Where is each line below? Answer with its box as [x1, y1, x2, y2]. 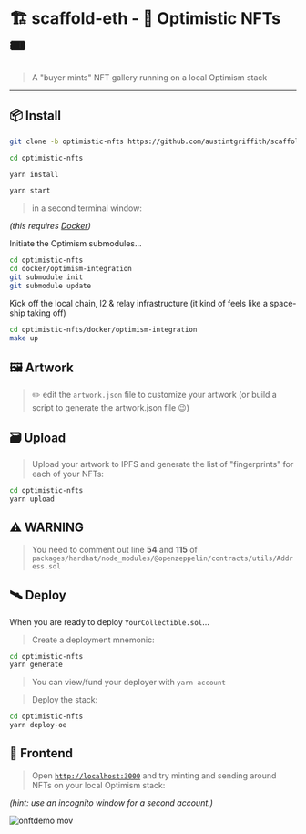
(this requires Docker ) [9, 221, 91, 232]
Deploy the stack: [31, 694, 98, 705]
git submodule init [9, 273, 84, 282]
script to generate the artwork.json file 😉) [31, 402, 189, 413]
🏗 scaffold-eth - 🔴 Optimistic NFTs [9, 8, 280, 29]
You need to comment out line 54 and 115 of [31, 544, 199, 555]
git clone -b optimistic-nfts [9, 137, 125, 146]
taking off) [26, 308, 66, 318]
